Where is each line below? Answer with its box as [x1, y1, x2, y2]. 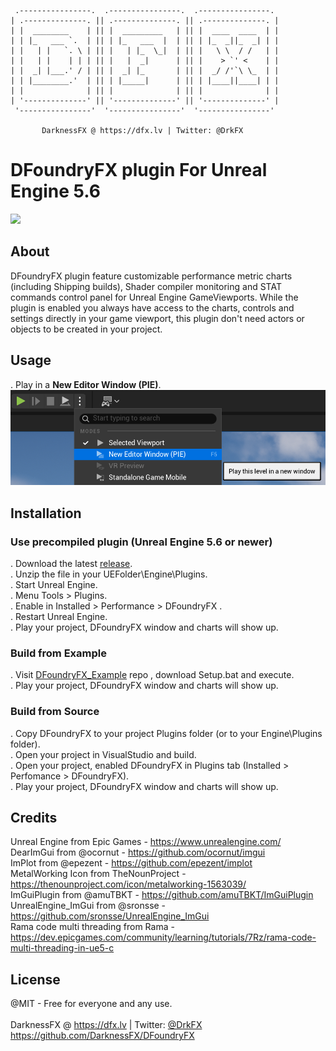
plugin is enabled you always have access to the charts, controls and [10, 301, 295, 314]
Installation [10, 505, 82, 522]
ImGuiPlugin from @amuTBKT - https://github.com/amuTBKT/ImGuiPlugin [10, 889, 314, 901]
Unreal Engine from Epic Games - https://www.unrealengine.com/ [10, 836, 282, 848]
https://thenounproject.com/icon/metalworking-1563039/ [10, 878, 247, 890]
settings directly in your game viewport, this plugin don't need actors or [10, 312, 305, 324]
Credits [10, 809, 58, 826]
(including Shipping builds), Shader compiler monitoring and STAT [10, 280, 282, 292]
